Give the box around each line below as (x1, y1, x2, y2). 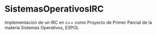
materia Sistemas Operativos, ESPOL (4, 24, 79, 30)
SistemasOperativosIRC (4, 3, 104, 15)
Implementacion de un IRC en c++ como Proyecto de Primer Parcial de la (4, 19, 153, 25)
